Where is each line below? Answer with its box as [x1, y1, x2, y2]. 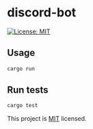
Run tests [7, 84, 49, 96]
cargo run [7, 65, 36, 72]
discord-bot [7, 5, 77, 20]
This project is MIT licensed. [7, 115, 87, 123]
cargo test [7, 102, 38, 109]
